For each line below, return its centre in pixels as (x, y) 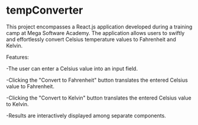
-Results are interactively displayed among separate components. (86, 116)
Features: (18, 57)
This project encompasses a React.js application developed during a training (99, 27)
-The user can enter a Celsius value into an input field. (72, 68)
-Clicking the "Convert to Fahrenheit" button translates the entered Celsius (97, 80)
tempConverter (45, 10)
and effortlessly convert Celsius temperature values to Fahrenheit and (91, 39)
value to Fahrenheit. (30, 86)
